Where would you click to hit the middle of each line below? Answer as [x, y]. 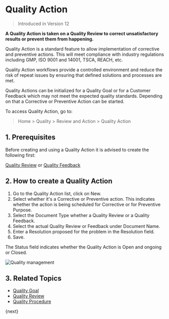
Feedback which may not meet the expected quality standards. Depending [84, 96]
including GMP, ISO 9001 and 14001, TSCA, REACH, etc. [64, 59]
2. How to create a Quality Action [59, 181]
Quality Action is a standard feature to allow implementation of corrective [82, 49]
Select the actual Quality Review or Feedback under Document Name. [86, 226]
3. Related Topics [33, 278]
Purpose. [22, 210]
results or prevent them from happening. [49, 39]
